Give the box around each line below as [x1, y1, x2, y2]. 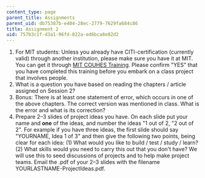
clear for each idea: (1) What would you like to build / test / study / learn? [15, 139, 199, 146]
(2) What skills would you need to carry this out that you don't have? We [15, 146, 198, 153]
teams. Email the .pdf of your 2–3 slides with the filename [15, 158, 160, 166]
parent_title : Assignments [6, 15, 75, 21]
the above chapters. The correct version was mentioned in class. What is [15, 100, 199, 107]
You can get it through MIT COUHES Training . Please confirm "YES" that [15, 62, 198, 69]
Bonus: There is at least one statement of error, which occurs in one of [15, 94, 194, 101]
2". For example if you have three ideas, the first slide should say [15, 126, 179, 133]
